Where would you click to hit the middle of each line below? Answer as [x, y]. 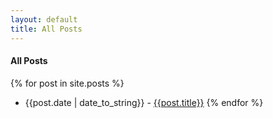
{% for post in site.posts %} [67, 83]
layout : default [44, 19]
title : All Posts [46, 29]
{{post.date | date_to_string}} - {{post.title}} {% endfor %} [144, 102]
